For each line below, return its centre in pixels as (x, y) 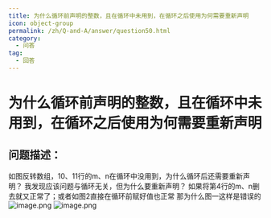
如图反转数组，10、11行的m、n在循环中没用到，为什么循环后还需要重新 (126, 176)
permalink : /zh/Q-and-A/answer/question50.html (90, 31)
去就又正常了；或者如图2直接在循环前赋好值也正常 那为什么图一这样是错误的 (135, 196)
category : (25, 38)
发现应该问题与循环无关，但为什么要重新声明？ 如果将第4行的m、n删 (145, 186)
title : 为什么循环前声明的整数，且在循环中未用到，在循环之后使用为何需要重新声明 (129, 16)
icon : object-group (41, 23)
